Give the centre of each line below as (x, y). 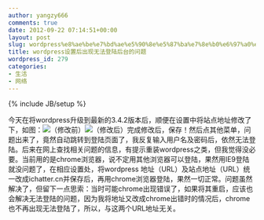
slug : (17, 45)
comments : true (33, 23)
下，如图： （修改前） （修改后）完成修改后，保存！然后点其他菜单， (126, 130)
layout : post (29, 37)
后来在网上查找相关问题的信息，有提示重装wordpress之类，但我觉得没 (135, 149)
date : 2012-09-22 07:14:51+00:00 (63, 30)
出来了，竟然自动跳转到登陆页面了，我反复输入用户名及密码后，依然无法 (132, 139)
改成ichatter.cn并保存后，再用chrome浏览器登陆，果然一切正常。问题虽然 (134, 178)
